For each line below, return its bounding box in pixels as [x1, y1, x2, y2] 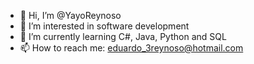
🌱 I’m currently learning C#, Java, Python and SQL [19, 31, 227, 42]
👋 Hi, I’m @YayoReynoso [19, 10, 122, 21]
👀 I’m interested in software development [19, 20, 190, 32]
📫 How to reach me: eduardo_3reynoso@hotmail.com [19, 42, 244, 54]
